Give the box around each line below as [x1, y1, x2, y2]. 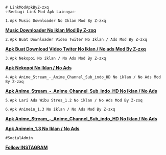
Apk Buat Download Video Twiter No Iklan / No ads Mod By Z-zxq [5, 46, 146, 52]
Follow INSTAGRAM [5, 144, 48, 150]
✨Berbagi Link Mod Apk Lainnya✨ [5, 9, 76, 14]
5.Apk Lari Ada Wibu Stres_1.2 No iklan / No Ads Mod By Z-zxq [5, 98, 143, 103]
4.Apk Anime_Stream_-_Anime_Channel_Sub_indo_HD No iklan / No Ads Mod [5, 74, 161, 80]
